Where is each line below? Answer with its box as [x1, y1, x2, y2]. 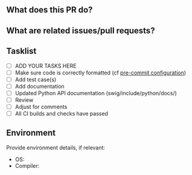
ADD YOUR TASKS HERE [14, 62, 77, 69]
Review [14, 96, 34, 104]
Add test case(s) [14, 76, 57, 83]
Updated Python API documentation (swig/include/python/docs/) [14, 89, 177, 96]
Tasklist [6, 46, 37, 56]
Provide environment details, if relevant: [6, 144, 106, 151]
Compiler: [14, 162, 40, 169]
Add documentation [14, 82, 65, 90]
